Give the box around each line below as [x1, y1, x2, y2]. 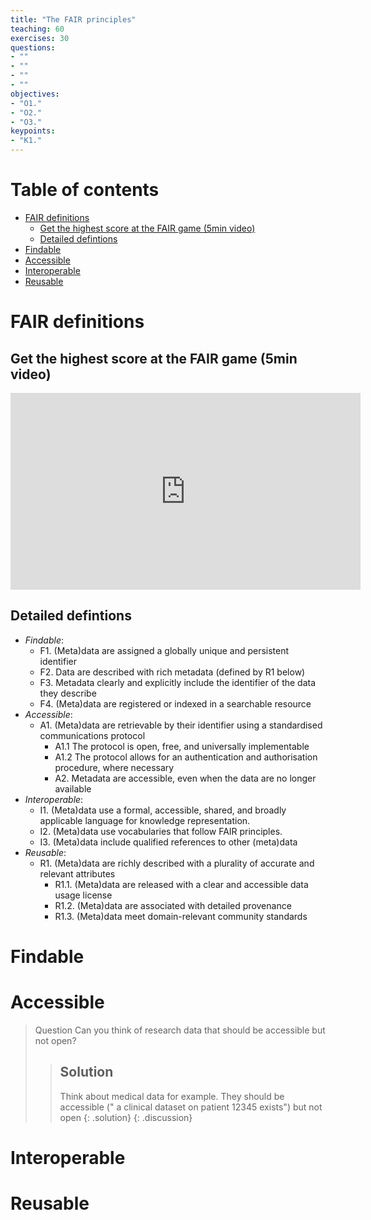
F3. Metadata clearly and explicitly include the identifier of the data [39, 676, 317, 688]
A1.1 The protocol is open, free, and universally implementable [54, 740, 310, 752]
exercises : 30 [10, 33, 70, 43]
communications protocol [39, 729, 146, 741]
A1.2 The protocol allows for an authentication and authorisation [54, 751, 318, 763]
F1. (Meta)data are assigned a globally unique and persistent [39, 644, 290, 656]
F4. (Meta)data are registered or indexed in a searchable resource [39, 697, 312, 710]
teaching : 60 [10, 24, 65, 34]
